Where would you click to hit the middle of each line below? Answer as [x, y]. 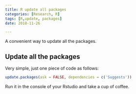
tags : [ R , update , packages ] [34, 19]
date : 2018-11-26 [23, 23]
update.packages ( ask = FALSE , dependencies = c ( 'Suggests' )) [68, 77]
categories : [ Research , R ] [32, 14]
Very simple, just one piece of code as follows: [52, 68]
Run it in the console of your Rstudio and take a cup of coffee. [67, 86]
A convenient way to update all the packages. [51, 41]
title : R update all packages [36, 9]
